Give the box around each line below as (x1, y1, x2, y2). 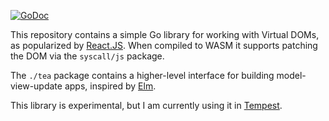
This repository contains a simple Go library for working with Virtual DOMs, (10, 29, 320, 40)
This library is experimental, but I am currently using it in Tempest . (10, 100, 283, 111)
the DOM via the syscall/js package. (10, 50, 165, 62)
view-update (10, 80, 63, 92)
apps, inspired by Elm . (64, 80, 157, 92)
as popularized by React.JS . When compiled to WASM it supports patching (10, 40, 318, 51)
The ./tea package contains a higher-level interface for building (10, 70, 275, 81)
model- (276, 70, 307, 81)
